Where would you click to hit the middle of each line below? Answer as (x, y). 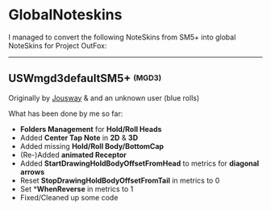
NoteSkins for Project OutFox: (58, 45)
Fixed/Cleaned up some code (69, 197)
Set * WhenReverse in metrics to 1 (77, 189)
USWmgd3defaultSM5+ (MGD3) (85, 78)
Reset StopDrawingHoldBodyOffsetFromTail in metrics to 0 (120, 180)
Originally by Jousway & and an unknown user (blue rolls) (104, 97)
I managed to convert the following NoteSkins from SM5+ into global (122, 37)
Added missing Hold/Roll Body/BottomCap (92, 146)
